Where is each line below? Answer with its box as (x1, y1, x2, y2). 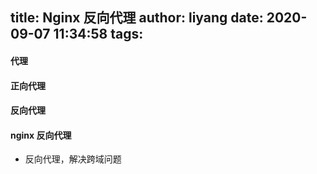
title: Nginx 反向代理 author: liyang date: (10, 9, 264, 27)
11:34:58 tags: (53, 26, 144, 43)
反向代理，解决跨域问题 (24, 153, 122, 165)
